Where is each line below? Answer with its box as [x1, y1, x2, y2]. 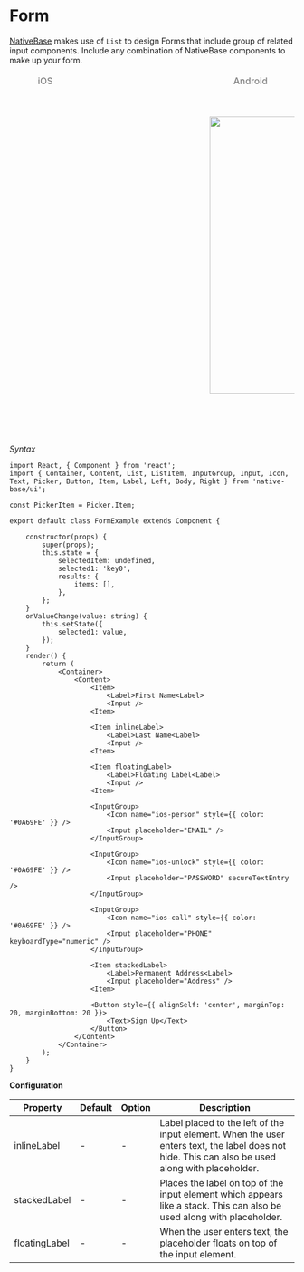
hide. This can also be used [159, 1151, 276, 1163]
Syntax [9, 443, 36, 454]
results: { [57, 572, 100, 581]
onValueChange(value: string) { [25, 611, 147, 621]
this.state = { [42, 548, 100, 558]
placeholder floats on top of [159, 1237, 278, 1249]
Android [233, 74, 269, 87]
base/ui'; [9, 484, 47, 494]
